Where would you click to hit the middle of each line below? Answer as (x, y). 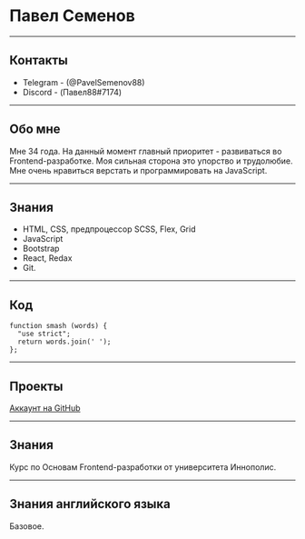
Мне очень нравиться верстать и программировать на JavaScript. (138, 170)
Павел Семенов (73, 16)
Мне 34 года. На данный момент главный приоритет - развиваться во (146, 151)
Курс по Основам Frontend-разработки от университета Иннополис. (143, 467)
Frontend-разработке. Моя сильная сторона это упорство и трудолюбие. (151, 161)
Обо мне (35, 130)
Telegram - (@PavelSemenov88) (84, 82)
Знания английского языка (90, 504)
